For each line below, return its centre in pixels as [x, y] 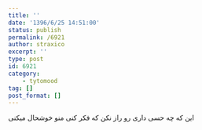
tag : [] [21, 88]
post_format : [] [35, 96]
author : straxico [37, 45]
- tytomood [40, 81]
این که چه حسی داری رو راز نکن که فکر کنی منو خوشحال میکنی [101, 117]
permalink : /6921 [37, 37]
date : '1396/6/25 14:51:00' [54, 23]
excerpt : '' [28, 52]
